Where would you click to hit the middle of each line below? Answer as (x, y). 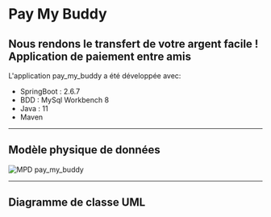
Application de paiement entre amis (100, 56)
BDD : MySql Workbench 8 (65, 100)
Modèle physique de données (84, 150)
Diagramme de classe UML (77, 202)
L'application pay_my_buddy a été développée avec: (95, 76)
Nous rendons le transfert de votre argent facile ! (133, 44)
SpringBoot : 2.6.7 (50, 91)
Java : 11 (34, 108)
